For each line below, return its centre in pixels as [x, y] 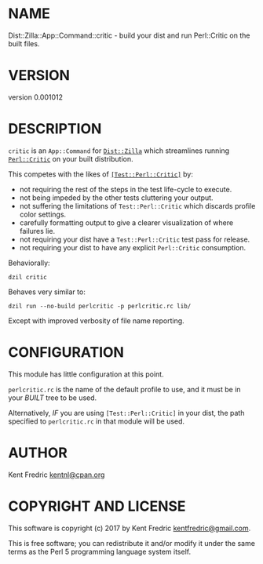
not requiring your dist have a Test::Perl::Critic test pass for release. [135, 239]
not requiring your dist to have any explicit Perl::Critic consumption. [132, 247]
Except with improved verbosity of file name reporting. [96, 320]
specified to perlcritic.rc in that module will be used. [97, 421]
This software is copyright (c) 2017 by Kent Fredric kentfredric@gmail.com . [130, 528]
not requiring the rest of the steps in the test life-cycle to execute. [126, 189]
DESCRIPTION [55, 129]
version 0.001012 [35, 97]
